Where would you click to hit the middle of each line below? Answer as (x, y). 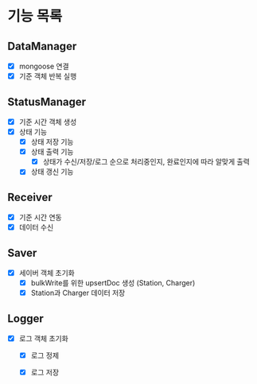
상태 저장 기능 (52, 142)
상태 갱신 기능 (52, 172)
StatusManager (47, 101)
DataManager (42, 46)
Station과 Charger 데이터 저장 (78, 293)
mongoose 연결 (44, 66)
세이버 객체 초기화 (47, 273)
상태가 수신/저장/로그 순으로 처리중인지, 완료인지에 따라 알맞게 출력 (146, 162)
